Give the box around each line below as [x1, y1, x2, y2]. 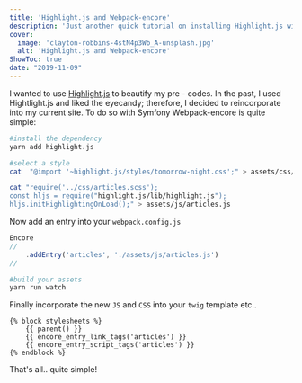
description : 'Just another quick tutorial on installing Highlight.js [9, 22, 283, 31]
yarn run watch [9, 283, 67, 292]
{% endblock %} [9, 348, 67, 358]
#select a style [9, 158, 70, 167]
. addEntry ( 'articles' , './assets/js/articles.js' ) [25, 250, 219, 259]
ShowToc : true [9, 55, 63, 64]
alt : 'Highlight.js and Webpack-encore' [17, 47, 171, 56]
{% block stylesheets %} [9, 316, 102, 326]
